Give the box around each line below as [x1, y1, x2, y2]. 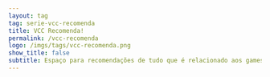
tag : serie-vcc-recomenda [8, 19, 95, 27]
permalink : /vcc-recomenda [8, 34, 99, 43]
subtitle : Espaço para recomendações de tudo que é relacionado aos [8, 57, 243, 65]
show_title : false [8, 49, 70, 57]
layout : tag [8, 11, 48, 20]
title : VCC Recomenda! [8, 26, 84, 34]
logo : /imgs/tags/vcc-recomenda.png [8, 42, 131, 50]
